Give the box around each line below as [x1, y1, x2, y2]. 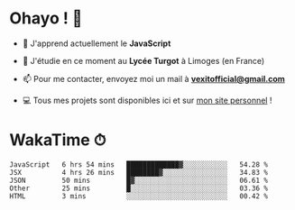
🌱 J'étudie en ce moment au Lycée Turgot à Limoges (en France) [22, 55, 265, 66]
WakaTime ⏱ [9, 130, 106, 151]
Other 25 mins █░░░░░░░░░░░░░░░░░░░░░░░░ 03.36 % [9, 184, 269, 193]
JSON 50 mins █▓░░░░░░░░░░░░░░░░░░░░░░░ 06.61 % [9, 176, 269, 185]
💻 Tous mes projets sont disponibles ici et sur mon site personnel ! [22, 95, 272, 105]
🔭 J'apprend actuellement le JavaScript [22, 38, 171, 49]
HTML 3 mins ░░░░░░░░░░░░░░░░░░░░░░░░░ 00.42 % [9, 191, 269, 201]
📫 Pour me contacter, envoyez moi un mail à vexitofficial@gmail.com [22, 73, 286, 84]
